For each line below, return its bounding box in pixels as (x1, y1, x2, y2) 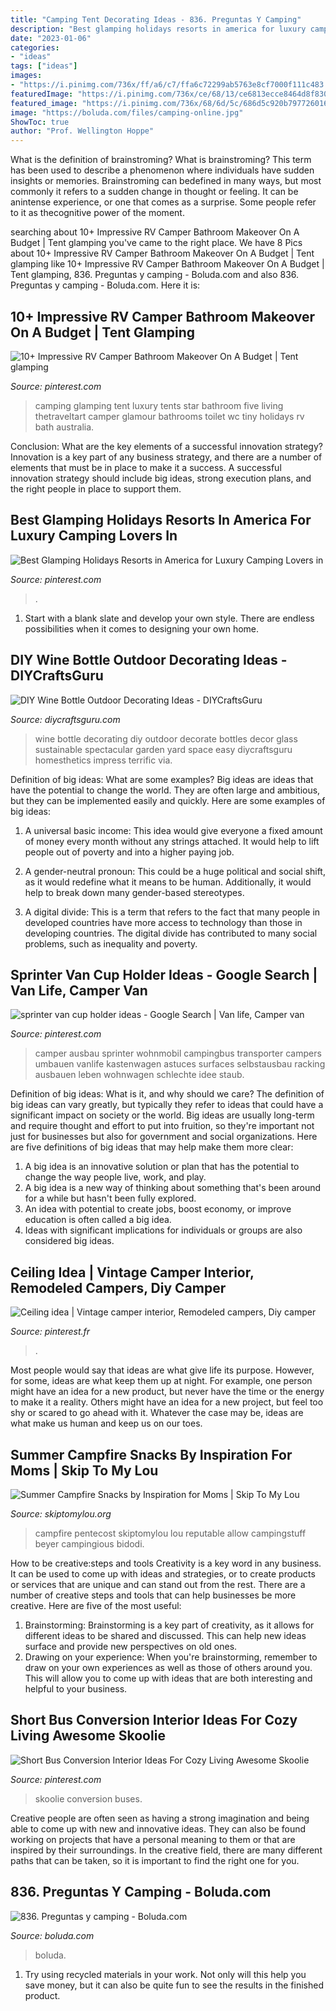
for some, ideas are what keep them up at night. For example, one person (10, 1375, 313, 1387)
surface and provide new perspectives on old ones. (24, 1641, 238, 1652)
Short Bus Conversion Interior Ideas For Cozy (10, 1712, 298, 1729)
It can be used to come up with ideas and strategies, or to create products (10, 1568, 316, 1580)
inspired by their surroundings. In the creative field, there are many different (10, 1844, 323, 1856)
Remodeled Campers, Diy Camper (10, 1279, 227, 1296)
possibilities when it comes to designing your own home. (24, 622, 260, 635)
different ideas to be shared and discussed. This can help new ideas (24, 1630, 307, 1641)
